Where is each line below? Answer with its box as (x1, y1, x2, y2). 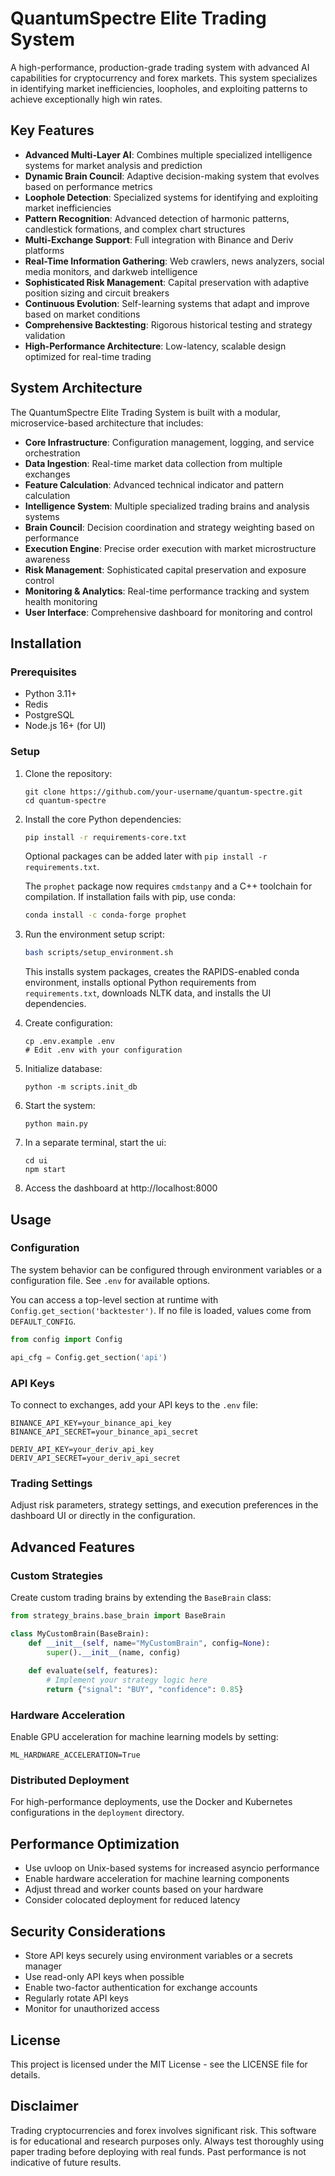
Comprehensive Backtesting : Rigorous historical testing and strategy (24, 318, 313, 331)
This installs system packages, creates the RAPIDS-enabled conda (24, 966, 300, 978)
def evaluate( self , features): (28, 1666, 159, 1676)
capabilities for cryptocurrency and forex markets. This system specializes (10, 72, 318, 84)
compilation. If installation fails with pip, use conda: (24, 891, 236, 903)
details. (10, 2068, 41, 2081)
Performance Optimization (10, 1835, 180, 1852)
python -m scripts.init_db (24, 1082, 138, 1092)
